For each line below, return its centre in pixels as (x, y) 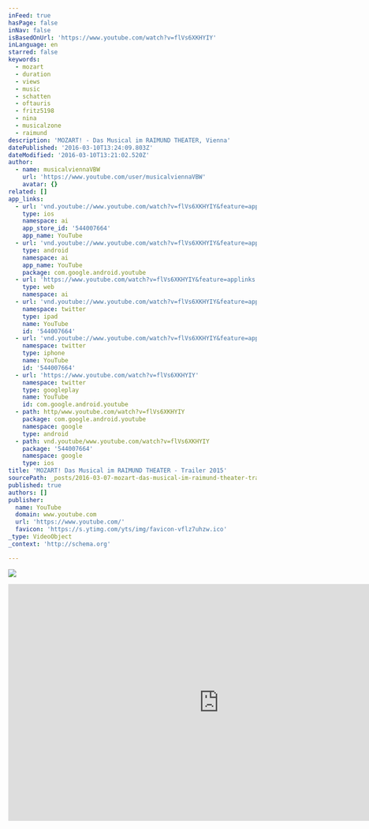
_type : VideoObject (40, 537)
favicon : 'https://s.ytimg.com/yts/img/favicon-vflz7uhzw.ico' (121, 530)
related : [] (28, 191)
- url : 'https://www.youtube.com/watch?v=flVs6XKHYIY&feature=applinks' (137, 280)
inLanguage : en (33, 45)
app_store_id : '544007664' (67, 229)
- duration (33, 74)
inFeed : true (30, 15)
